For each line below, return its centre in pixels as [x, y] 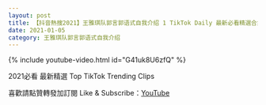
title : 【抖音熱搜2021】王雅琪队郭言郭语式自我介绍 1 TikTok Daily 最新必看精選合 [133, 23]
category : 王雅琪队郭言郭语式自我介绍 [65, 37]
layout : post [30, 15]
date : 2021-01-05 [37, 30]
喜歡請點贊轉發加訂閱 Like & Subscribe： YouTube [89, 93]
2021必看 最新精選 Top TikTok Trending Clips [82, 77]
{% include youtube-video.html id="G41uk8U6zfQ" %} [97, 60]
